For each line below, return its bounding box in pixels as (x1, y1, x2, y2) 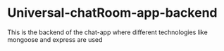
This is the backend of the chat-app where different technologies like (7, 28, 208, 36)
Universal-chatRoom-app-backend (7, 5, 218, 21)
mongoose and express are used (7, 35, 103, 43)
